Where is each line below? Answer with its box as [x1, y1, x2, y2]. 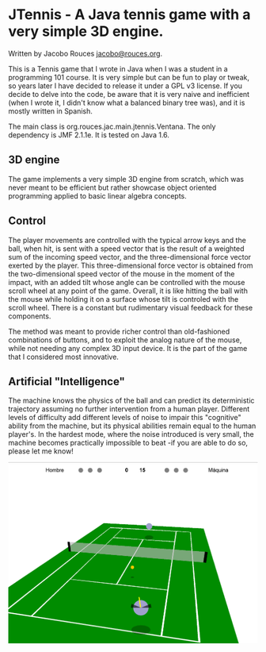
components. [8, 311, 51, 321]
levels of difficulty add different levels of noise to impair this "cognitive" [8, 413, 241, 422]
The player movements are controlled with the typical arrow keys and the [8, 235, 247, 245]
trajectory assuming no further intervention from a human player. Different [8, 404, 250, 414]
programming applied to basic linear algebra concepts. [8, 191, 188, 200]
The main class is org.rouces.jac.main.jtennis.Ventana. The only [8, 122, 216, 131]
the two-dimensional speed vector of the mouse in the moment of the [8, 268, 235, 279]
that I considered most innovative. [8, 352, 119, 361]
